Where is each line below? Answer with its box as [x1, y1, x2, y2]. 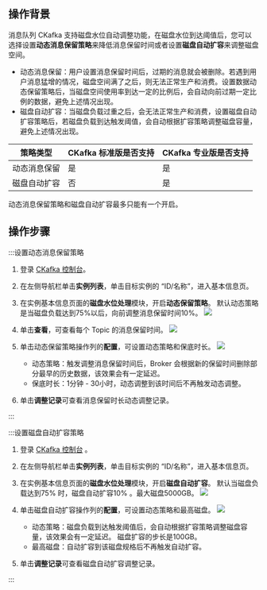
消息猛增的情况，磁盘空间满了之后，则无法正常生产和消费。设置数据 [26, 76, 250, 86]
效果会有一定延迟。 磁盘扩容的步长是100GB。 [52, 531, 202, 542]
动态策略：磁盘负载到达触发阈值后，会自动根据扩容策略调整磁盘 [31, 522, 241, 531]
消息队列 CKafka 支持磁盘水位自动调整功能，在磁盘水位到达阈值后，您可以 [8, 30, 253, 40]
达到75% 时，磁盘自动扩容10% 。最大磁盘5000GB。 [26, 488, 199, 498]
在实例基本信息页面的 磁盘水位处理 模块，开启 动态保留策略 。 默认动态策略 [19, 298, 259, 307]
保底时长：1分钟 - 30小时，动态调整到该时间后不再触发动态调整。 [31, 378, 246, 388]
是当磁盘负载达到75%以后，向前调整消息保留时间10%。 [19, 308, 203, 318]
